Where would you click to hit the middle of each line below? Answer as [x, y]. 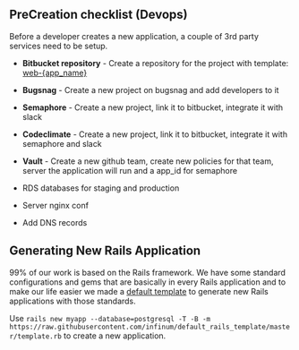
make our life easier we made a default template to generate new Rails [139, 291]
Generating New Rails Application [105, 251]
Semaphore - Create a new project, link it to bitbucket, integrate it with [153, 107]
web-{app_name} [55, 73]
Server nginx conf [56, 205]
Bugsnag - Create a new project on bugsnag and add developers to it [150, 90]
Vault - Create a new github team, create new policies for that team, [148, 161]
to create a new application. [115, 336]
